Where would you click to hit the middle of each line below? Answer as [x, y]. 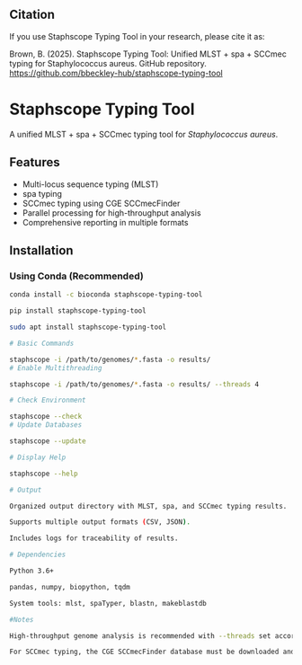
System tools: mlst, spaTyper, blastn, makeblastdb [108, 603]
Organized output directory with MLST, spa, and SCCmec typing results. [148, 506]
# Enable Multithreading [56, 368]
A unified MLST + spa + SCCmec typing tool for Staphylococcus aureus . [144, 134]
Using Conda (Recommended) [76, 276]
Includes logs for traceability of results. [94, 538]
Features [35, 162]
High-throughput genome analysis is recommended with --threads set [140, 636]
